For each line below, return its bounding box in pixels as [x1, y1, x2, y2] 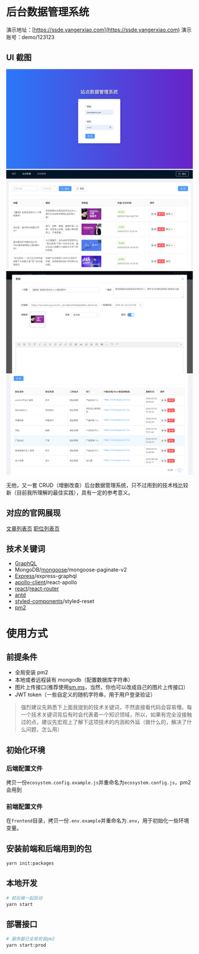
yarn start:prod [6, 942, 46, 949]
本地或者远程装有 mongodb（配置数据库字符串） [14, 677, 133, 684]
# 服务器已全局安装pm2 [6, 936, 55, 942]
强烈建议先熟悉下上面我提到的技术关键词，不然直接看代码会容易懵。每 [20, 704, 192, 711]
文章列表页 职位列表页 [6, 525, 60, 532]
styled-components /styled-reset [14, 598, 95, 605]
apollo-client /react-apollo [14, 579, 78, 586]
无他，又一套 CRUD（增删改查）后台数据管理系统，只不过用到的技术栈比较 [6, 481, 188, 489]
